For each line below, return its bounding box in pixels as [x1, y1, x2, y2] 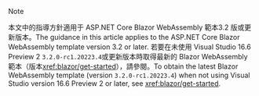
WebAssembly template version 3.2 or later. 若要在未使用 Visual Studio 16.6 [8, 42, 251, 52]
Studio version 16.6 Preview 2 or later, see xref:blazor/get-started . [8, 79, 221, 88]
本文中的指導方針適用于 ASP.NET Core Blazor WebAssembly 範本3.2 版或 [8, 23, 245, 32]
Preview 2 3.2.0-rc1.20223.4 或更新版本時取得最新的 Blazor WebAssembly [8, 52, 249, 61]
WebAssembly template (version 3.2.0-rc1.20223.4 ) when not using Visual [8, 70, 250, 80]
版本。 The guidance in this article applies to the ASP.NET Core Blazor [14, 33, 240, 41]
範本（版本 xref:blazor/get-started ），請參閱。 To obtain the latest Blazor [8, 62, 239, 71]
